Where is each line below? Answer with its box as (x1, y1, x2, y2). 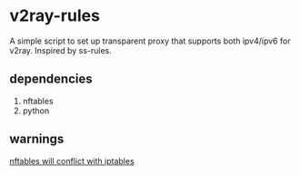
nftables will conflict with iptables (9, 155, 135, 166)
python (22, 105, 50, 116)
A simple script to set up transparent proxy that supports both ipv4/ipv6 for (9, 35, 291, 46)
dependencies (9, 72, 93, 87)
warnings (9, 131, 65, 147)
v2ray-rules (9, 5, 100, 26)
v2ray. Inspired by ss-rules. (9, 44, 112, 55)
